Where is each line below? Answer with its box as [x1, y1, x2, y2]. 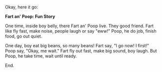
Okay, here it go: [5, 4, 38, 10]
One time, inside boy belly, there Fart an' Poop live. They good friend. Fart [5, 23, 154, 29]
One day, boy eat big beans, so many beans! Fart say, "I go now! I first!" [5, 43, 149, 48]
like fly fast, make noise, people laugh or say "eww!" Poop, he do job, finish [5, 28, 157, 34]
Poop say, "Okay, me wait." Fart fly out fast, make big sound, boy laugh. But [5, 48, 157, 54]
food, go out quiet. [5, 34, 42, 39]
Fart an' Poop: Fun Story [5, 14, 55, 19]
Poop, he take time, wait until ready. [5, 53, 77, 59]
